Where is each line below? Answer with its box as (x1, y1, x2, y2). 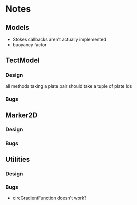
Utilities (5, 155, 30, 164)
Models (5, 23, 29, 32)
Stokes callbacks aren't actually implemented (12, 36, 106, 42)
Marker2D (5, 111, 38, 119)
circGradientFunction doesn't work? (12, 195, 87, 201)
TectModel (5, 56, 40, 65)
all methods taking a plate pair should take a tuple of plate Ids (5, 83, 132, 89)
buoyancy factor (12, 42, 47, 48)
